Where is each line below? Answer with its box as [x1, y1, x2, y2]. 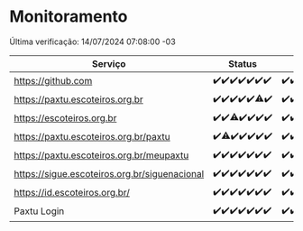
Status [228, 57, 257, 69]
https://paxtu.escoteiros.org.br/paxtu [14, 131, 171, 143]
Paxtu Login [14, 205, 65, 217]
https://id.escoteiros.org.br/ [14, 187, 131, 199]
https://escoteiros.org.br [14, 112, 117, 125]
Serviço [91, 57, 126, 69]
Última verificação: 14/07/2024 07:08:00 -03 [9, 36, 176, 47]
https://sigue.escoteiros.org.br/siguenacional [14, 168, 205, 180]
